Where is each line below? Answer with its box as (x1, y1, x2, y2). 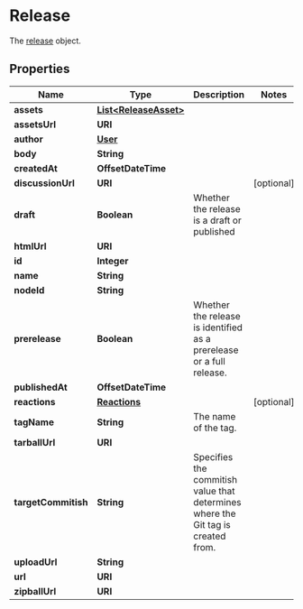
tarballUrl (14, 436, 56, 448)
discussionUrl (14, 177, 75, 189)
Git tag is (193, 518, 232, 531)
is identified (193, 321, 243, 334)
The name (193, 410, 236, 422)
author (14, 133, 43, 145)
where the (193, 507, 236, 520)
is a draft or (193, 214, 242, 226)
